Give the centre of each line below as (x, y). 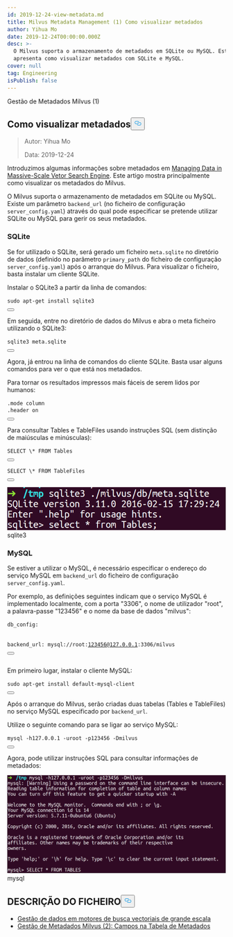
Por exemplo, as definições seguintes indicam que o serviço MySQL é (107, 596)
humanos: (21, 389)
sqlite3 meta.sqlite (37, 341)
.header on (23, 410)
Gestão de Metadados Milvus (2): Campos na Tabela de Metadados (114, 926)
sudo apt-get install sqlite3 (51, 301)
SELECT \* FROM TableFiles (46, 471)
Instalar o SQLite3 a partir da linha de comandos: (77, 287)
